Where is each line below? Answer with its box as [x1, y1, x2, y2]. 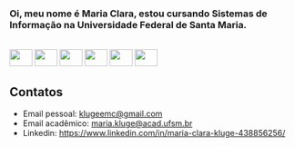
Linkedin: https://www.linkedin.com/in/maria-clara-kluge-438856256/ [22, 128, 286, 139]
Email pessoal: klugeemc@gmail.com [22, 108, 163, 120]
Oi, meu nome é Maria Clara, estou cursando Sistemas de [9, 7, 268, 20]
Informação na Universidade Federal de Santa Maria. [9, 18, 248, 31]
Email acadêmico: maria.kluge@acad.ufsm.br [22, 118, 193, 129]
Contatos [9, 84, 64, 100]
